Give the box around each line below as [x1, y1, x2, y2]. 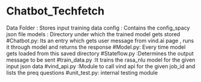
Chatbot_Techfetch [6, 4, 104, 18]
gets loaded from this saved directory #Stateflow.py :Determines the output [6, 49, 194, 57]
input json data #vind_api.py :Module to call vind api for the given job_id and [6, 62, 196, 70]
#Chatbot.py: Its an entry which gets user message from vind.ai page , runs [6, 37, 194, 44]
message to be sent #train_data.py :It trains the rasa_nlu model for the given [6, 56, 196, 63]
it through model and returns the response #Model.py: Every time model [6, 43, 186, 51]
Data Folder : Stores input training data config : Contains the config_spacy [6, 24, 190, 31]
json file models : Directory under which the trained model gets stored [6, 30, 180, 37]
